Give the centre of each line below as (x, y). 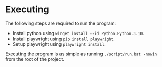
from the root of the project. (35, 59)
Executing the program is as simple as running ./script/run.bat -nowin (81, 54)
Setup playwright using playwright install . (59, 44)
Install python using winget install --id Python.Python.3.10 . (78, 33)
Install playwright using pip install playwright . (64, 39)
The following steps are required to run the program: (61, 23)
